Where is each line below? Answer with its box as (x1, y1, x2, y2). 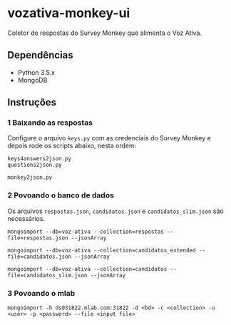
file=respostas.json (7, 234, 69, 242)
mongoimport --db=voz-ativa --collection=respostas (7, 228, 164, 235)
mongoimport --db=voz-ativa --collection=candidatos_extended (7, 247, 196, 254)
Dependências (7, 49, 73, 61)
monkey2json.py (7, 174, 53, 181)
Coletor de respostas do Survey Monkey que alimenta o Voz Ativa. (7, 29, 202, 37)
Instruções (7, 96, 57, 108)
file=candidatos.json (7, 253, 72, 260)
